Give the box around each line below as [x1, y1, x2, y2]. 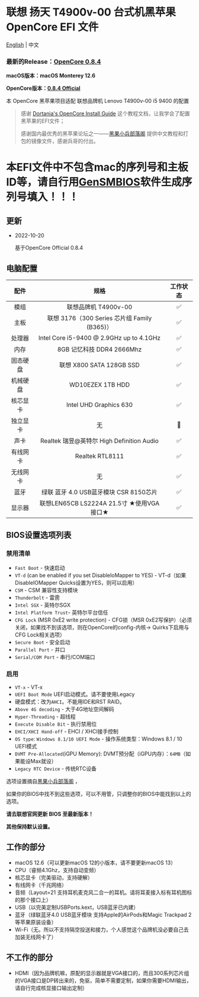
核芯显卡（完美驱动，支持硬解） [14, 874, 93, 881]
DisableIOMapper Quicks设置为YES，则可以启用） [14, 579, 138, 586]
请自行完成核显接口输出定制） [14, 984, 88, 991]
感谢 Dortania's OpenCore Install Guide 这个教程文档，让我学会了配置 [20, 110, 191, 117]
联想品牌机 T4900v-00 [66, 303, 133, 311]
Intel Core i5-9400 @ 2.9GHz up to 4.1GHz [38, 334, 161, 342]
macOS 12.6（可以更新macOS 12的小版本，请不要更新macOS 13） [14, 859, 176, 866]
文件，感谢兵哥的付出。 [41, 137, 99, 145]
